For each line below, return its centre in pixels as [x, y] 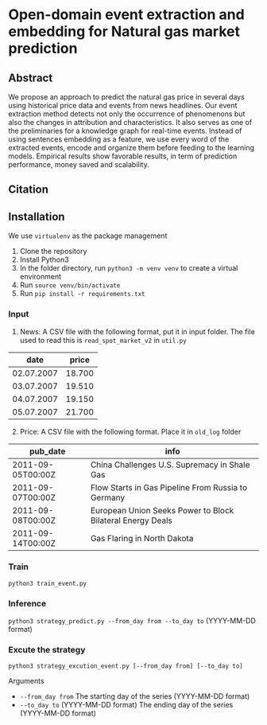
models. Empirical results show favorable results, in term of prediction [123, 156]
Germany [108, 497]
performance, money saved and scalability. [79, 164]
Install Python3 [44, 259]
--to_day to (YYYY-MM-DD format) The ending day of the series [126, 705]
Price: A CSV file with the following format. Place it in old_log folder [130, 431]
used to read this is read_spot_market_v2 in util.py [103, 340]
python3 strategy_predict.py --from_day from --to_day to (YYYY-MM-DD [132, 621]
